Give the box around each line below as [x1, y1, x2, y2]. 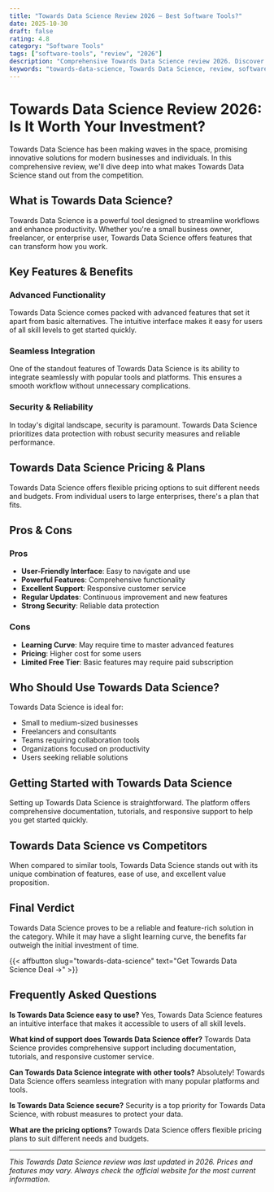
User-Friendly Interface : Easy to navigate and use [20, 567, 190, 576]
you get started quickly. [9, 815, 89, 825]
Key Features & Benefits [9, 265, 133, 278]
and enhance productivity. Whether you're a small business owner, [9, 224, 233, 234]
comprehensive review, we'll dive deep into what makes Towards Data [9, 161, 245, 171]
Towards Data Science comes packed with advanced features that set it [9, 308, 250, 318]
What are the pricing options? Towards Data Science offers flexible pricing [9, 1124, 263, 1134]
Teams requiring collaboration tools [20, 735, 141, 745]
